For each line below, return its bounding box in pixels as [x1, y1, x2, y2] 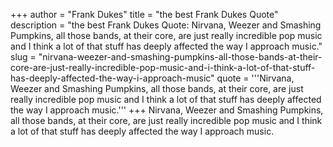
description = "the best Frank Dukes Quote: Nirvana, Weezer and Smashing [10, 19, 322, 31]
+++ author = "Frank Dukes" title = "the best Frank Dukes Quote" [10, 9, 279, 20]
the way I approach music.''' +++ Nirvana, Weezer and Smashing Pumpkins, [10, 104, 324, 116]
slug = [10, 51, 37, 63]
